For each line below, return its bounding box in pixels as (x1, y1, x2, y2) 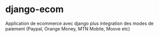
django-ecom (5, 4, 64, 15)
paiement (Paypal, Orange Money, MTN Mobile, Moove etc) (5, 25, 130, 31)
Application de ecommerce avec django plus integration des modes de (5, 20, 154, 26)
